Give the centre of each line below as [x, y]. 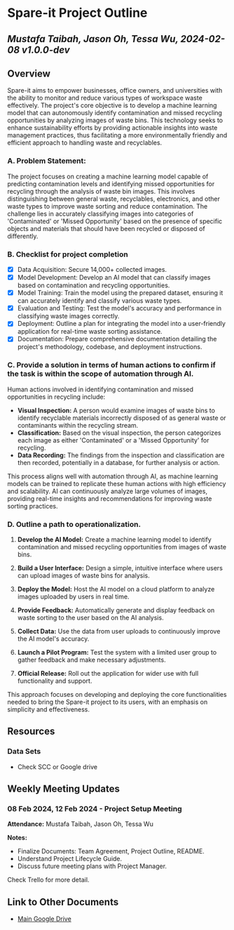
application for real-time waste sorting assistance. [90, 332]
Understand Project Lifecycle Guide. [70, 859]
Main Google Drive [44, 919]
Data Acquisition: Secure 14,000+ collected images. [92, 269]
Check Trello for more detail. [48, 880]
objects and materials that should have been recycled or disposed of [106, 228]
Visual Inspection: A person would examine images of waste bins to [116, 410]
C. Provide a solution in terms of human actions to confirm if [111, 365]
